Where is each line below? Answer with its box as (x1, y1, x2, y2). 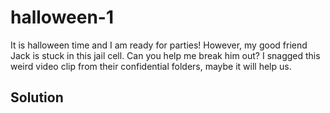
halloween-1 (10, 6, 115, 29)
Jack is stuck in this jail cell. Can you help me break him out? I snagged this (10, 49, 321, 61)
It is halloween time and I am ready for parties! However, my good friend (10, 39, 308, 51)
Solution (10, 89, 64, 106)
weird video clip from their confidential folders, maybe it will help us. (10, 60, 292, 72)
